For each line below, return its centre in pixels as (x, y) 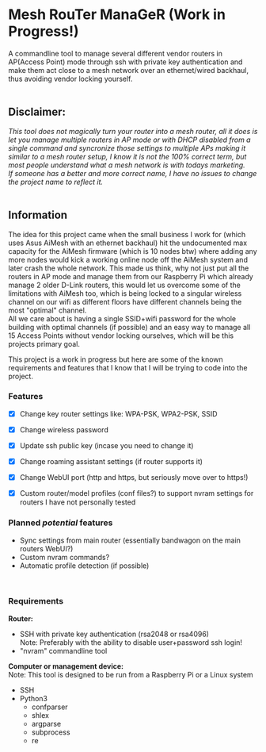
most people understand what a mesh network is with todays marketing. (127, 165)
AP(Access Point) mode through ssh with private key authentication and (125, 62)
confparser (50, 707)
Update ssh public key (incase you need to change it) (106, 445)
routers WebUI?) (46, 548)
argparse (46, 723)
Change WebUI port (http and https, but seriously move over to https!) (134, 478)
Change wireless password (64, 429)
